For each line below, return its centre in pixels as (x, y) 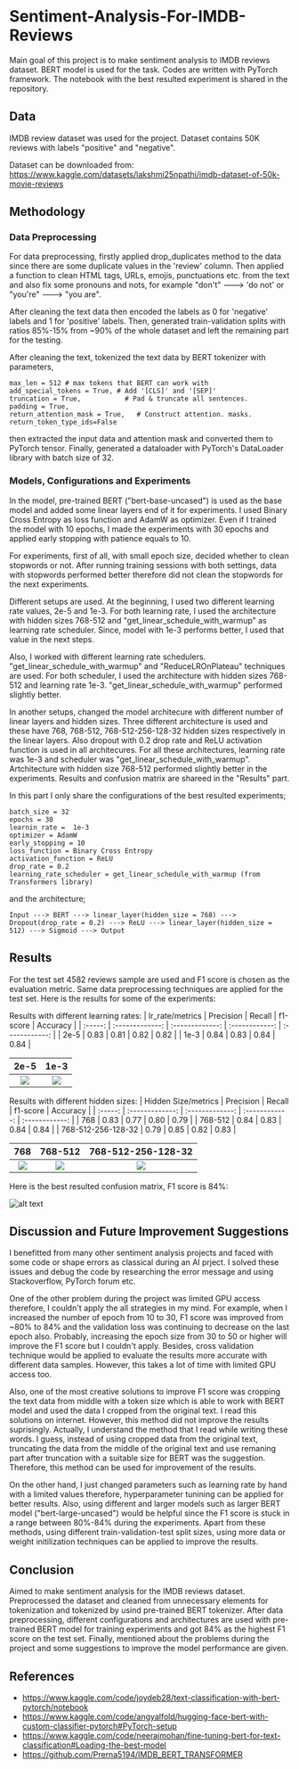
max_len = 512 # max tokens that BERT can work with (109, 384)
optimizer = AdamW (43, 835)
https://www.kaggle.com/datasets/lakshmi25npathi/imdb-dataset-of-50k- (145, 174)
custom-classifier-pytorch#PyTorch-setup (100, 1726)
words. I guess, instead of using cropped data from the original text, (133, 1439)
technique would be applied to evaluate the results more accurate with (138, 1356)
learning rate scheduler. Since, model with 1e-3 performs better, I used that (147, 630)
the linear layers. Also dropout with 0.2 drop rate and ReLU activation (136, 740)
